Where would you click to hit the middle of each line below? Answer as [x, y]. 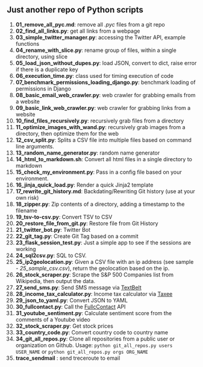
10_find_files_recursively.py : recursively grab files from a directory [100, 121]
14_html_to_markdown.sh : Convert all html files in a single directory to [104, 159]
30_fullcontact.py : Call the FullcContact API [70, 307]
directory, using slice [42, 56]
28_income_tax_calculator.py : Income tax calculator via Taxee [94, 294]
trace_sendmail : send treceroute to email [68, 358]
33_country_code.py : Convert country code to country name [92, 332]
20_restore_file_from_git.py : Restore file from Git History [87, 223]
